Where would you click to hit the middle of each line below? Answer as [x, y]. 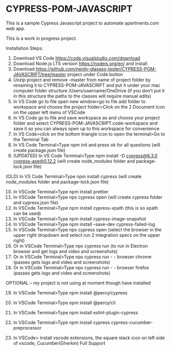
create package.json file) [39, 150]
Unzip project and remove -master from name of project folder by [82, 80]
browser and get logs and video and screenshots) [65, 251]
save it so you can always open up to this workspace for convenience [86, 129]
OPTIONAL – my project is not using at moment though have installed [78, 283]
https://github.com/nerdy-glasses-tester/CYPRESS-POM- [96, 69]
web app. [16, 28]
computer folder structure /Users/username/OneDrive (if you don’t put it [89, 90]
